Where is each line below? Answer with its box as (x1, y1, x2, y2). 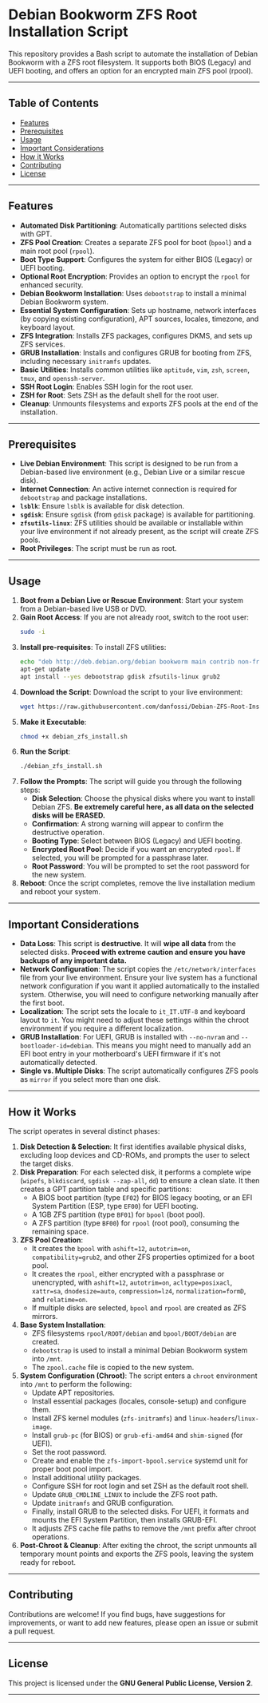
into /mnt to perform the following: (19, 1379, 132, 1388)
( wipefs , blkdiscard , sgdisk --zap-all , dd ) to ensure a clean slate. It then (19, 1175, 260, 1185)
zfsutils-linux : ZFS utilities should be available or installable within (19, 518, 243, 528)
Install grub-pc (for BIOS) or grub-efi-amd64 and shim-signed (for (31, 1430, 243, 1440)
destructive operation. (31, 828, 105, 838)
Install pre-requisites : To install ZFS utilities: (19, 643, 167, 652)
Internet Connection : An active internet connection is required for (19, 485, 238, 494)
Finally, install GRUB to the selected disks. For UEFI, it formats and (31, 1507, 250, 1516)
